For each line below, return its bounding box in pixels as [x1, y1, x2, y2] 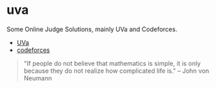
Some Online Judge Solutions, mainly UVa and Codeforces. [6, 25, 178, 33]
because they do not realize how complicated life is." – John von [23, 67, 210, 75]
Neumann [23, 73, 52, 82]
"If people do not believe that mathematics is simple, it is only [23, 59, 201, 67]
